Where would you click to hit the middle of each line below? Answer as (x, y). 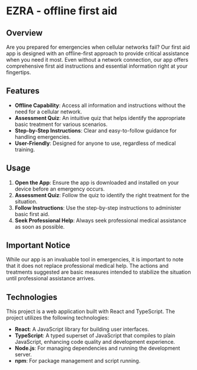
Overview (25, 33)
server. (23, 355)
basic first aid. (32, 214)
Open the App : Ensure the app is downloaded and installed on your (97, 182)
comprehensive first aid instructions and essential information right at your (97, 66)
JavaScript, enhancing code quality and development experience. (95, 342)
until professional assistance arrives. (51, 279)
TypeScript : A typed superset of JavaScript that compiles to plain (95, 336)
